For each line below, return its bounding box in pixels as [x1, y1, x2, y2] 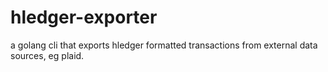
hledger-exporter [10, 6, 158, 29]
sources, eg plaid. [10, 49, 85, 61]
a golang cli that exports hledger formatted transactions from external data [10, 39, 318, 51]
